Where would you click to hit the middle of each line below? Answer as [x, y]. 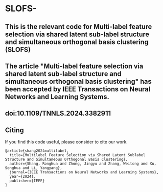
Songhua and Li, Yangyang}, [34, 168]
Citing [14, 130]
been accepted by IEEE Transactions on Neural [78, 89]
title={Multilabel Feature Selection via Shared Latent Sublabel [78, 155]
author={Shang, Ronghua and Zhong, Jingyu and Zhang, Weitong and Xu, [83, 164]
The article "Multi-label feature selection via [74, 66]
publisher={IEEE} [27, 181]
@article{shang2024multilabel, [37, 151]
